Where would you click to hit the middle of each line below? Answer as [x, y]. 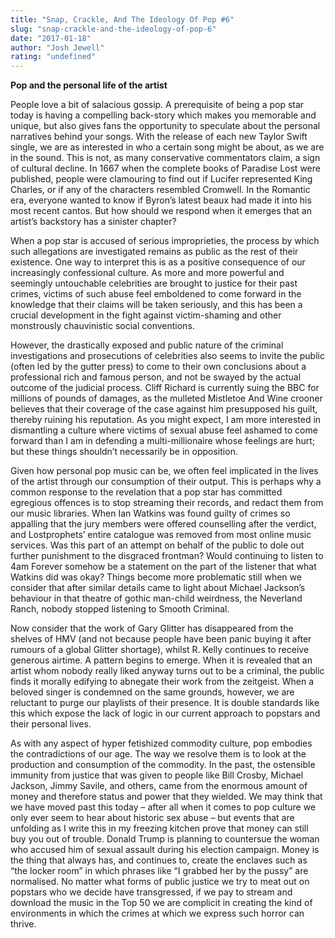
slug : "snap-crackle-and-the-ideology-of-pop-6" [113, 29]
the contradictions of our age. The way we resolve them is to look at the [158, 754]
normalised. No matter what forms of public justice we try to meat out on [160, 882]
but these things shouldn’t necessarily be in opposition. [124, 452]
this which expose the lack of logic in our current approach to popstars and [165, 713]
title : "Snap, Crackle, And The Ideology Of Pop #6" [122, 19]
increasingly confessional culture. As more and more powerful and [147, 273]
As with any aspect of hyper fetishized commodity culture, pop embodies [161, 743]
